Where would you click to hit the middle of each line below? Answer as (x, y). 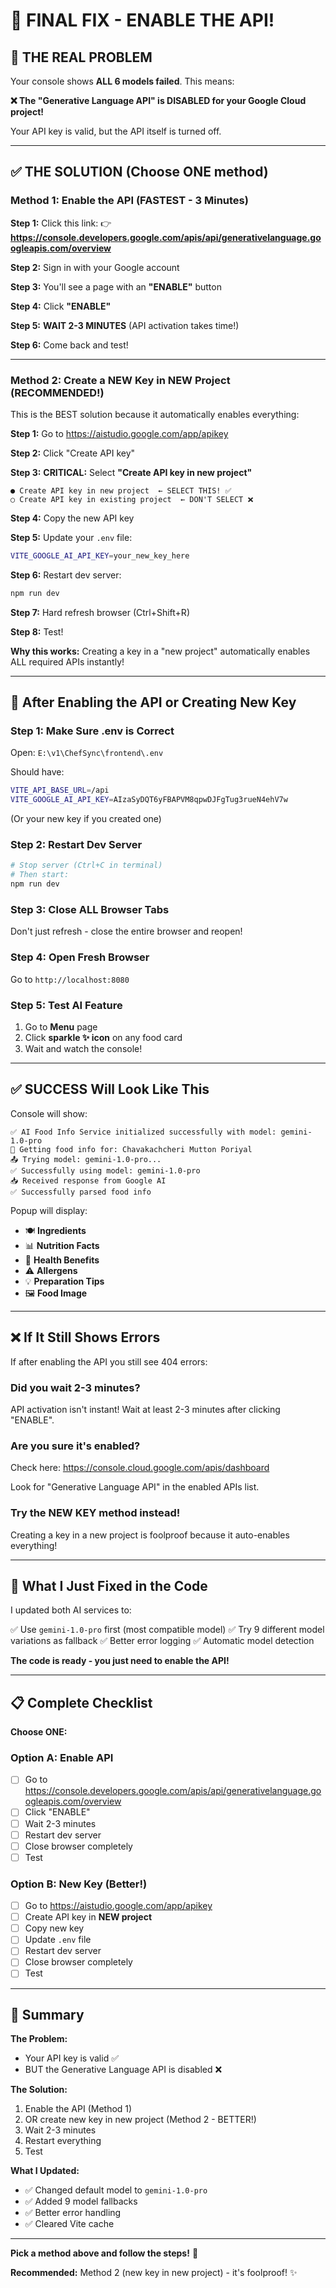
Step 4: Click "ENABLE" (61, 306)
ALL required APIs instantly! (67, 661)
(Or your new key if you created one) (86, 819)
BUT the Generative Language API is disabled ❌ (123, 2070)
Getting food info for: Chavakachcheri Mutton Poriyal (136, 1149)
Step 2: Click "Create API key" (73, 453)
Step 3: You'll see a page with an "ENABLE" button (116, 286)
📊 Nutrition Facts (62, 1245)
